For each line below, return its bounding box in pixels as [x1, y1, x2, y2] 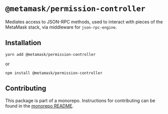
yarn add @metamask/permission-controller [5, 52, 96, 57]
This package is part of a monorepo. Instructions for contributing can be [5, 97, 155, 103]
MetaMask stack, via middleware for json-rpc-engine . [5, 24, 117, 30]
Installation [5, 39, 41, 47]
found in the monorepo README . [5, 102, 74, 109]
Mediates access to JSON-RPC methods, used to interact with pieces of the [5, 19, 163, 25]
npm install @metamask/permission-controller [5, 70, 102, 75]
